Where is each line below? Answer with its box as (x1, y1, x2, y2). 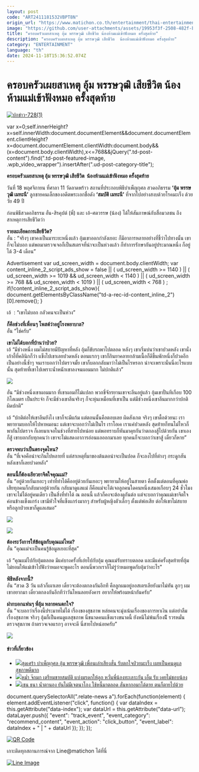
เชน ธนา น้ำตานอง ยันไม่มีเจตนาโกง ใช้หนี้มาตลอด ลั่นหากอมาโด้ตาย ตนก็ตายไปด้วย (21, 681, 184, 688)
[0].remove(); (6, 297, 39, 304)
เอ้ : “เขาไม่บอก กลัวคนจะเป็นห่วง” (6, 308, 76, 316)
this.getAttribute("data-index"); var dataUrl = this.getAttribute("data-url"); (6, 705, 185, 712)
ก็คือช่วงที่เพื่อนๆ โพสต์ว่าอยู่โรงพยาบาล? (6, 320, 84, 327)
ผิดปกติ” (6, 402, 24, 409)
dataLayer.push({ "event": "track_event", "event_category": (6, 712, 151, 719)
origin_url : (6, 20, 36, 25)
